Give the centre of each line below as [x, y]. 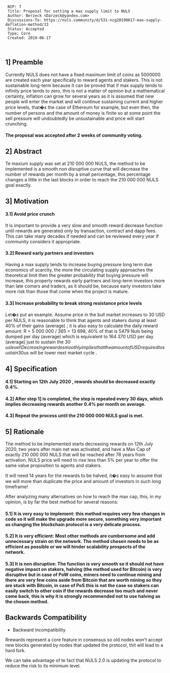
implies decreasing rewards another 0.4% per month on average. [76, 404]
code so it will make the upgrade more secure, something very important [83, 519]
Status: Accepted [26, 29]
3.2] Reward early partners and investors [49, 253]
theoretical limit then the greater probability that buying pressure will [77, 275]
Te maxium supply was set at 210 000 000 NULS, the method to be [75, 164]
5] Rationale [25, 431]
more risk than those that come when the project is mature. [67, 292]
